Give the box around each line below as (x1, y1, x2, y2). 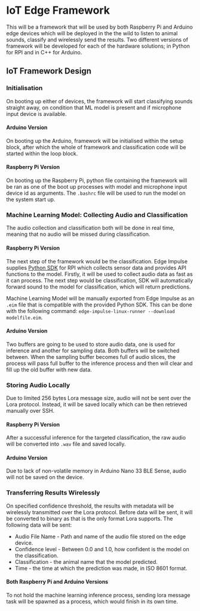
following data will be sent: (6, 521, 72, 529)
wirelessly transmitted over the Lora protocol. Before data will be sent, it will (6, 508, 193, 515)
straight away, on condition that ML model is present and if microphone (6, 104, 182, 111)
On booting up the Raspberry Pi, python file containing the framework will (6, 177, 187, 184)
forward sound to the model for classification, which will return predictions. (6, 283, 191, 290)
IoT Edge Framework (6, 4, 110, 17)
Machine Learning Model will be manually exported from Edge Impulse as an (6, 294, 195, 302)
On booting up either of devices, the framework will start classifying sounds (6, 97, 193, 105)
